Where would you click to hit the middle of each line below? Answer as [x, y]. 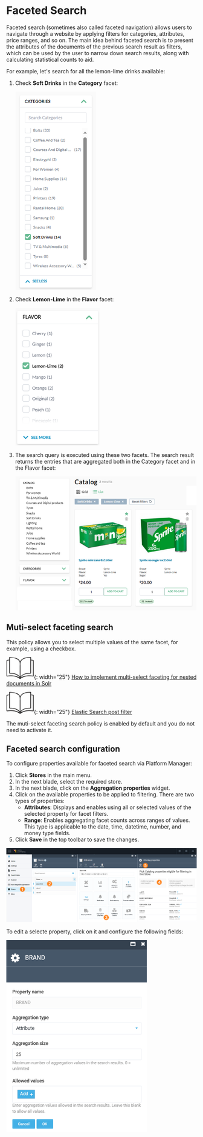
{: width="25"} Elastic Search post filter [83, 712]
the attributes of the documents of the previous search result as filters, [94, 47]
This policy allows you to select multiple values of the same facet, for [92, 642]
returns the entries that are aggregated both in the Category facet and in [105, 461]
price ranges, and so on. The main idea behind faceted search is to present [100, 40]
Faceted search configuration [63, 749]
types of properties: [40, 801]
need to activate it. [29, 730]
